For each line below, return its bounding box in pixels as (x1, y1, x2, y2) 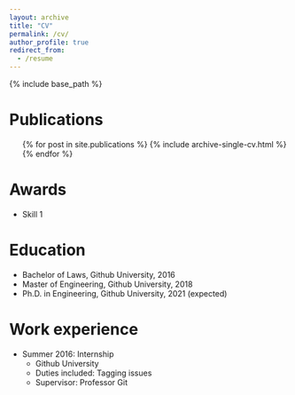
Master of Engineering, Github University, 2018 (21, 279, 193, 289)
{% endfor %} (21, 148, 74, 159)
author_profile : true (9, 37, 89, 47)
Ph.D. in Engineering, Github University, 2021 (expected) (21, 288, 228, 298)
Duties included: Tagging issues (35, 367, 152, 378)
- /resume (17, 54, 53, 63)
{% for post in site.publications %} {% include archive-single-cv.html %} (21, 138, 287, 149)
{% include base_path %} (9, 79, 103, 89)
